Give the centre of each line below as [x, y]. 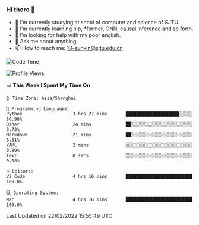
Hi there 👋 [21, 10]
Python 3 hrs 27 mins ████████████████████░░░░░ [99, 114]
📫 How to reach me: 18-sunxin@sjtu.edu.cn [69, 48]
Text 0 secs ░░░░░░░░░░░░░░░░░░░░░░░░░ [99, 156]
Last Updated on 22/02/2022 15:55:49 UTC [59, 216]
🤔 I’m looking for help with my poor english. [68, 35]
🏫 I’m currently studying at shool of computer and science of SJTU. [97, 23]
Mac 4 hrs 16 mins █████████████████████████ [99, 200]
